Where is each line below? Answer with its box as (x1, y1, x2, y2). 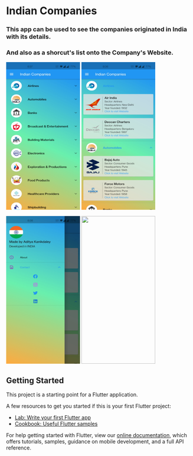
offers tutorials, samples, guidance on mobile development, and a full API (6, 438, 184, 445)
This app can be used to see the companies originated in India (6, 25, 188, 34)
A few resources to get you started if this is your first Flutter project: (6, 403, 171, 410)
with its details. (6, 32, 51, 41)
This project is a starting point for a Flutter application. (6, 391, 138, 398)
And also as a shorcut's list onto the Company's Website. (6, 48, 174, 57)
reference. (6, 444, 31, 451)
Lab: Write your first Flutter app (14, 414, 91, 421)
